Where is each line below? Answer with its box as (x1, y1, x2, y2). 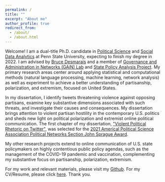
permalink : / (5, 7, 32, 12)
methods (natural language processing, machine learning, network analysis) (5, 74, 160, 80)
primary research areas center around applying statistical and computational (5, 69, 161, 75)
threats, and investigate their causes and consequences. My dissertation (5, 105, 153, 111)
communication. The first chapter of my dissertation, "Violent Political (5, 120, 146, 126)
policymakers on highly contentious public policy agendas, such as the (5, 146, 149, 152)
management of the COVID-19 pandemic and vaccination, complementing (5, 151, 155, 157)
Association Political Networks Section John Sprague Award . (5, 131, 129, 137)
